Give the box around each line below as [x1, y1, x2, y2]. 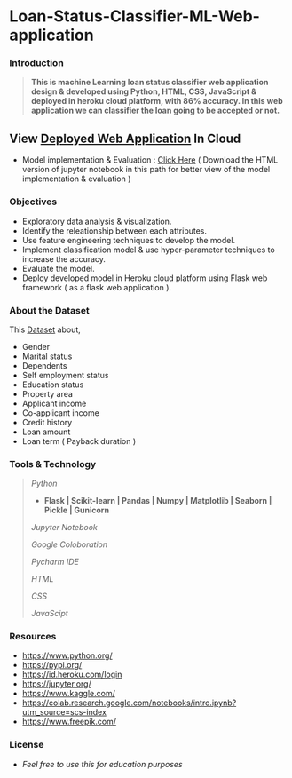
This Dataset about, [9, 324, 82, 335]
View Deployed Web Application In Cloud [9, 131, 241, 146]
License [9, 739, 44, 751]
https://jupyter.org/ [21, 679, 91, 689]
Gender [21, 341, 51, 352]
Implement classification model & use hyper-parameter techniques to [21, 244, 275, 255]
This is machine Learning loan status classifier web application [30, 77, 269, 88]
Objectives [9, 195, 58, 208]
